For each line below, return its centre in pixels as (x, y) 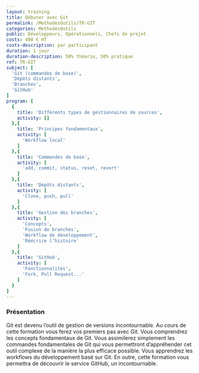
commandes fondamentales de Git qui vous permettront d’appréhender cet (99, 344)
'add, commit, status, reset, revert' (71, 168)
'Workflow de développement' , (60, 235)
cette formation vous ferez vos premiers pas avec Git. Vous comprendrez (97, 332)
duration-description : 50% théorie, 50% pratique (70, 56)
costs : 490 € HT (26, 40)
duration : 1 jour (28, 51)
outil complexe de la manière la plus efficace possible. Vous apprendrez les (99, 350)
